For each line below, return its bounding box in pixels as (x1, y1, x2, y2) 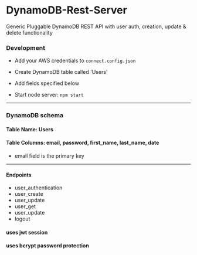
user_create (14, 191, 44, 198)
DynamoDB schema (6, 111, 63, 120)
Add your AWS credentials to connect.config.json (14, 57, 136, 64)
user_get (14, 203, 36, 210)
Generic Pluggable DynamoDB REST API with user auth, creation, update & (6, 23, 186, 30)
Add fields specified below (14, 80, 80, 87)
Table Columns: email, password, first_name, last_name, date (6, 139, 159, 147)
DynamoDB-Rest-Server (6, 4, 127, 17)
